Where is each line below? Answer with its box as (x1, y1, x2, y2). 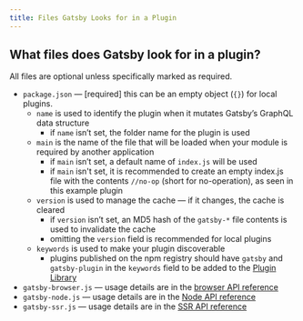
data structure (35, 117, 90, 128)
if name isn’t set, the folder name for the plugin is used (49, 127, 250, 138)
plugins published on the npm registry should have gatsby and (49, 253, 284, 264)
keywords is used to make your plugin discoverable (35, 243, 226, 255)
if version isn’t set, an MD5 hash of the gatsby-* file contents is (49, 215, 288, 226)
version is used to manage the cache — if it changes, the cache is (35, 195, 285, 206)
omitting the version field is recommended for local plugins (49, 234, 272, 245)
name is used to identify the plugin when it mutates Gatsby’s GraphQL (35, 108, 294, 119)
